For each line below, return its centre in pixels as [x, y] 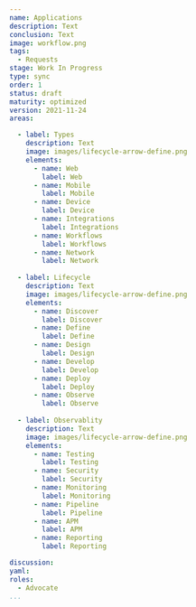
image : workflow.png [48, 43]
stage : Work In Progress [56, 69]
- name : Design [62, 345]
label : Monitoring [76, 496]
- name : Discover [66, 311]
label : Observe [70, 404]
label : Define [68, 336]
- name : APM [56, 521]
